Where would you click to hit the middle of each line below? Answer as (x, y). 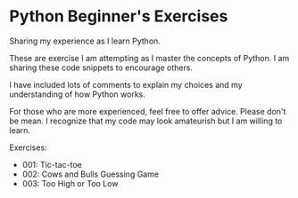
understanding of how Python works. (77, 94)
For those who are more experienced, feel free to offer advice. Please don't (148, 111)
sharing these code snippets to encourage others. (101, 67)
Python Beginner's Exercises (119, 16)
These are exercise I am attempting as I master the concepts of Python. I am (149, 58)
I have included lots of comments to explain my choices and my (126, 84)
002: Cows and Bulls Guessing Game (90, 174)
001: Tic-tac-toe (52, 164)
